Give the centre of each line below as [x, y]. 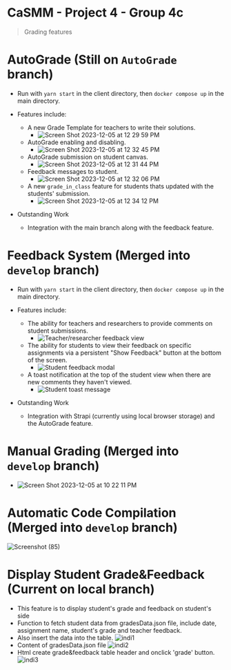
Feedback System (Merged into [99, 256]
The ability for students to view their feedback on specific [109, 345]
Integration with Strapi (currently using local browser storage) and [121, 416]
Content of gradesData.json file [62, 645]
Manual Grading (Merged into [93, 451]
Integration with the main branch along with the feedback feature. [120, 227]
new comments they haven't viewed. [80, 382]
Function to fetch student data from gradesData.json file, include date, [117, 623]
